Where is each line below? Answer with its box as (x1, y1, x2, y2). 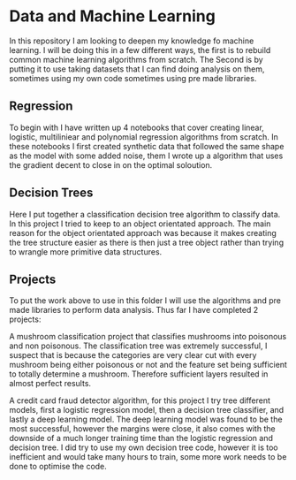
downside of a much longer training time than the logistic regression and (9, 433, 274, 444)
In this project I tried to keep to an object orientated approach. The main (9, 218, 271, 229)
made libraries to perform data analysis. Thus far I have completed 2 (9, 305, 259, 316)
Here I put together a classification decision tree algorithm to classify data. (9, 209, 281, 219)
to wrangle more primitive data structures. (9, 246, 163, 257)
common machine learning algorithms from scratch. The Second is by (9, 54, 263, 65)
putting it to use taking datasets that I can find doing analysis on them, (9, 64, 265, 74)
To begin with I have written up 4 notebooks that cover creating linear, (9, 122, 265, 133)
